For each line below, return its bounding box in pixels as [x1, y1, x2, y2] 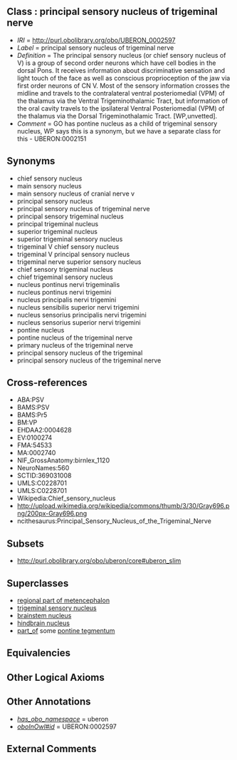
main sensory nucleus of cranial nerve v [16, 189, 135, 198]
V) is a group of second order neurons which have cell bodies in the [16, 59, 216, 67]
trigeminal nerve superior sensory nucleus [16, 257, 142, 266]
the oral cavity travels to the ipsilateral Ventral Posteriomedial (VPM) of [16, 103, 225, 113]
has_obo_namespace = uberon [16, 714, 109, 723]
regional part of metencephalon [16, 596, 110, 605]
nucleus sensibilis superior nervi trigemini [16, 303, 139, 311]
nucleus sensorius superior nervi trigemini [16, 318, 141, 327]
